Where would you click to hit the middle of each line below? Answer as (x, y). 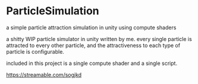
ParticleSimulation (53, 11)
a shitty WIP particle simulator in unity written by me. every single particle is (99, 39)
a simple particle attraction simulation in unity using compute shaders (91, 27)
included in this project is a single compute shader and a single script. (92, 63)
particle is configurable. (35, 51)
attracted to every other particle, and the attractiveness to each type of (93, 45)
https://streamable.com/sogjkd (44, 74)
